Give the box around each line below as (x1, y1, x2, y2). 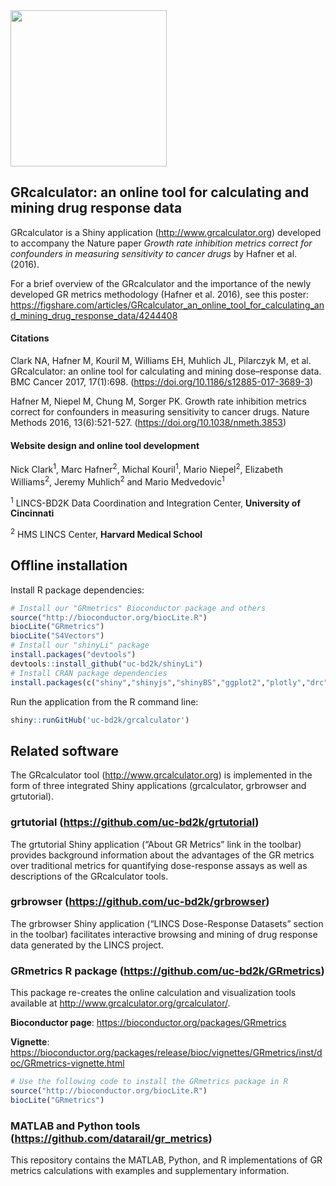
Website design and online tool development (10, 439, 200, 451)
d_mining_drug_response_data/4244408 (10, 309, 178, 321)
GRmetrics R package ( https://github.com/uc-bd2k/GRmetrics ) (10, 964, 325, 978)
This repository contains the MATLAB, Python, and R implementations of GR (10, 1154, 323, 1166)
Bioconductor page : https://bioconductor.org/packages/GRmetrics (10, 1017, 287, 1029)
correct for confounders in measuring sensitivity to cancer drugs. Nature (10, 406, 310, 418)
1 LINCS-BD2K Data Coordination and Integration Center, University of (10, 495, 301, 509)
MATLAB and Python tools (10, 1119, 141, 1133)
